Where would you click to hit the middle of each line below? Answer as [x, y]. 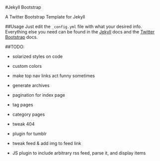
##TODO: [15, 47]
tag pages [23, 105]
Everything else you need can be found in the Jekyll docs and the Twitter [80, 32]
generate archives [31, 85]
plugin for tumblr [29, 134]
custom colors [27, 66]
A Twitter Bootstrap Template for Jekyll [45, 17]
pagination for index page [39, 95]
